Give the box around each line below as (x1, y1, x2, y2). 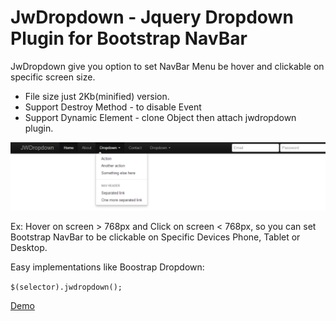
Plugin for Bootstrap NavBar (10, 27, 248, 50)
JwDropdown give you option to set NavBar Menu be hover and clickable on (10, 60, 325, 72)
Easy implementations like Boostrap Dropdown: (10, 261, 205, 273)
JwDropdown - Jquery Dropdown (10, 6, 294, 29)
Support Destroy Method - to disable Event (24, 101, 202, 113)
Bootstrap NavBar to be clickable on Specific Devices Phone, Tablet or (10, 231, 301, 243)
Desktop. (10, 242, 48, 254)
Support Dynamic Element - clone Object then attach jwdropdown (24, 111, 297, 123)
